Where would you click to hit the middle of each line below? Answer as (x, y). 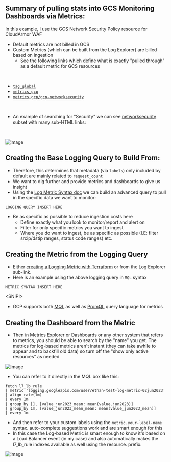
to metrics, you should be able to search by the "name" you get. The (84, 340)
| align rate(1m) (24, 395)
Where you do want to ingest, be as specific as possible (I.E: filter (89, 233)
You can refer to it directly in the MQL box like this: (66, 377)
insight (20, 187)
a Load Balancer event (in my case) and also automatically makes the (86, 439)
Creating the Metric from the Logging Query (77, 255)
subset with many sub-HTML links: (49, 122)
